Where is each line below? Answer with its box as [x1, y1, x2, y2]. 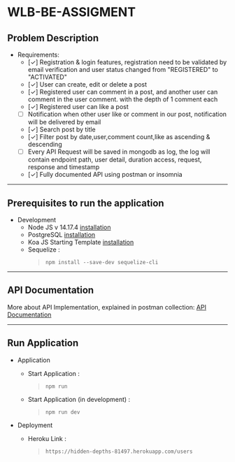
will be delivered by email [27, 118, 101, 127]
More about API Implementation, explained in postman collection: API [7, 303, 206, 311]
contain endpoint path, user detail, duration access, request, [27, 155, 202, 164]
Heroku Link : [27, 434, 66, 442]
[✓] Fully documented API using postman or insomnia [27, 171, 183, 179]
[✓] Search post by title [27, 125, 96, 133]
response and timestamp [27, 163, 100, 171]
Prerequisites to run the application [7, 197, 164, 209]
